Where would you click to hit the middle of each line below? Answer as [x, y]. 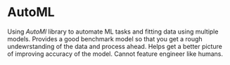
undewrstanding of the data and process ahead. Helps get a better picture [115, 46]
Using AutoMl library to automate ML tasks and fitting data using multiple [113, 31]
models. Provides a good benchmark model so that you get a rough [105, 38]
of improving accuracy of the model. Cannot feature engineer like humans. [115, 54]
